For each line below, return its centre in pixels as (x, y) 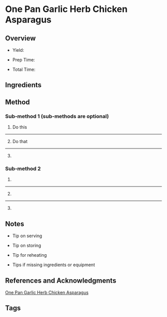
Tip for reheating (30, 255)
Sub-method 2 (23, 169)
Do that (20, 142)
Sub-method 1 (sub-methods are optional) (57, 116)
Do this (20, 127)
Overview (21, 38)
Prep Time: (24, 60)
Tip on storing (27, 246)
